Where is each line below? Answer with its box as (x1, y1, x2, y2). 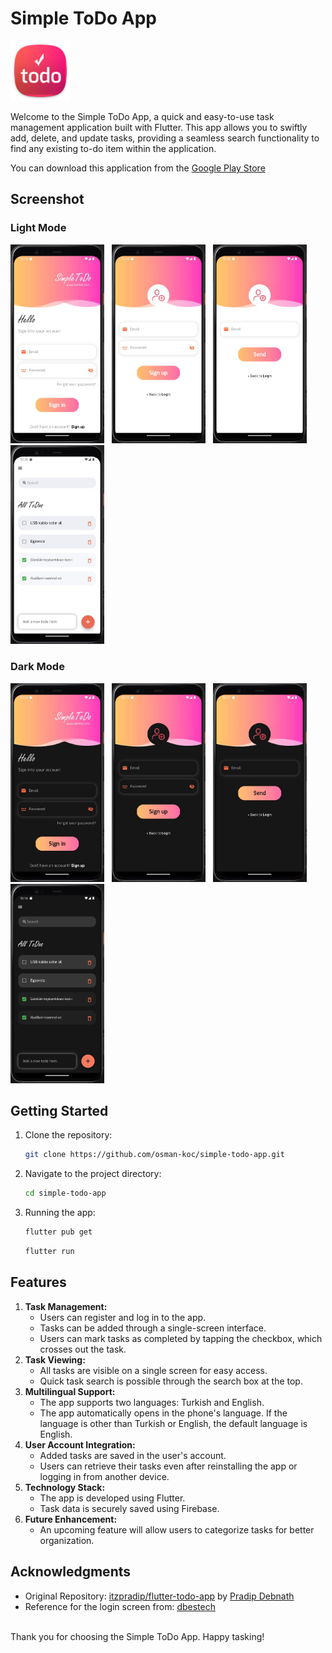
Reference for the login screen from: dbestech (24, 1600, 216, 1612)
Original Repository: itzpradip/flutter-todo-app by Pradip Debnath (24, 1590, 295, 1602)
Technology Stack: (24, 1481, 106, 1493)
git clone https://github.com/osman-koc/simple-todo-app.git (24, 1150, 286, 1160)
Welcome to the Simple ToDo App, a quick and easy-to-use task (10, 110, 275, 122)
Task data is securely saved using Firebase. (39, 1502, 220, 1514)
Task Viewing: (24, 1353, 86, 1366)
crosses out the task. (39, 1343, 127, 1355)
